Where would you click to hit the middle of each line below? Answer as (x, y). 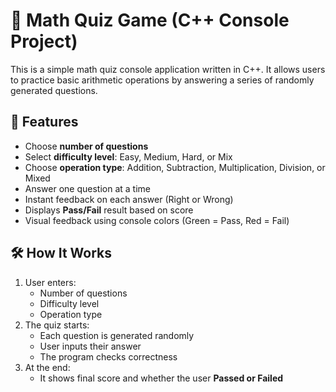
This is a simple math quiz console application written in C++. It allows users (168, 69)
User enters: (50, 282)
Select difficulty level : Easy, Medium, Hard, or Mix (128, 156)
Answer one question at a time (88, 188)
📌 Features (44, 122)
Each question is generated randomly (117, 335)
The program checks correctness (108, 356)
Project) (44, 41)
